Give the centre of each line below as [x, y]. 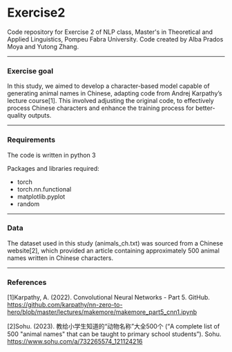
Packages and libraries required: [54, 168]
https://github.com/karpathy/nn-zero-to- [65, 305]
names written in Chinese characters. [60, 258]
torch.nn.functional [44, 189]
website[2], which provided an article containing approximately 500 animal [113, 250]
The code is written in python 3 [51, 155]
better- [205, 108]
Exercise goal [30, 71]
